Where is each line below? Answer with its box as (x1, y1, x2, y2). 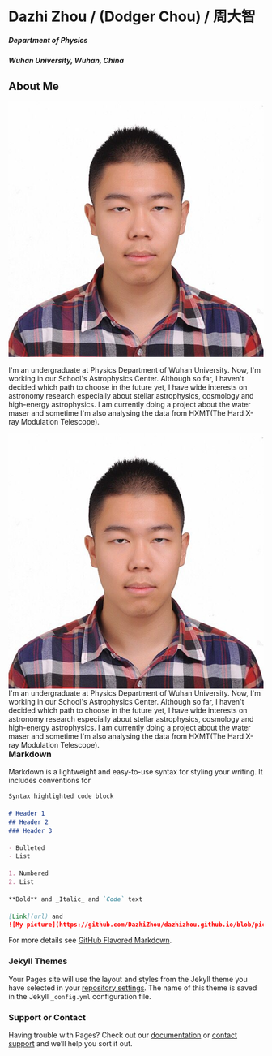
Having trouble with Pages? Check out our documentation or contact (8, 1030, 237, 1040)
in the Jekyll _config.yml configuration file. (8, 991, 151, 1001)
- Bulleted (8, 843, 45, 852)
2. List (8, 878, 35, 886)
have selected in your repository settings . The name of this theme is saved (8, 983, 257, 993)
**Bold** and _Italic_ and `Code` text (8, 894, 143, 903)
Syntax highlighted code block (8, 792, 114, 800)
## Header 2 (8, 817, 49, 826)
